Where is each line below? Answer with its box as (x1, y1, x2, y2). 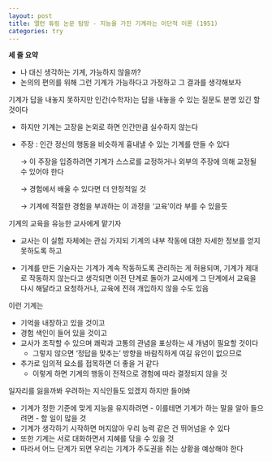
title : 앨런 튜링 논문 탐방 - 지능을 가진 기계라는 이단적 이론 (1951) (8, 19, 218, 28)
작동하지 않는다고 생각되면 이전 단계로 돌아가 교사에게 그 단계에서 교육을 (28, 274, 257, 283)
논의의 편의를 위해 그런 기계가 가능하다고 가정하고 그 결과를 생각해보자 (19, 78, 242, 88)
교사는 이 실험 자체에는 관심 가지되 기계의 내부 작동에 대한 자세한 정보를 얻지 (19, 236, 261, 246)
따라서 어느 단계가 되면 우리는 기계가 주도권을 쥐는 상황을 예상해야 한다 (19, 444, 244, 454)
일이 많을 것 (49, 413, 87, 423)
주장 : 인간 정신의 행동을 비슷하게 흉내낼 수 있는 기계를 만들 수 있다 (19, 140, 230, 149)
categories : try (8, 27, 63, 35)
